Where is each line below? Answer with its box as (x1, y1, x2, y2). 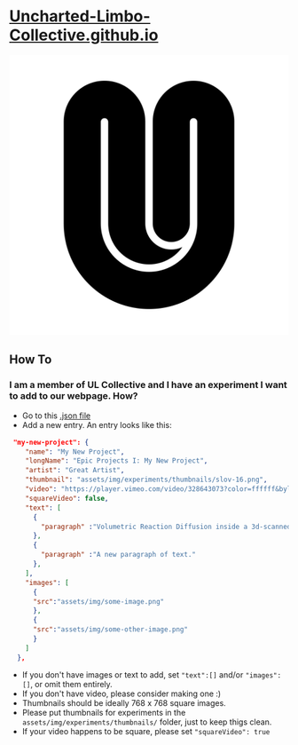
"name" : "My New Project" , (25, 447, 125, 456)
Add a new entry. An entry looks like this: (21, 419, 172, 430)
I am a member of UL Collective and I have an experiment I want (9, 379, 288, 392)
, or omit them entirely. (30, 678, 113, 689)
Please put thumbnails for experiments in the (21, 707, 186, 717)
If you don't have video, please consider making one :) (21, 688, 222, 699)
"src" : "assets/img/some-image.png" (32, 597, 165, 606)
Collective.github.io (9, 25, 159, 45)
